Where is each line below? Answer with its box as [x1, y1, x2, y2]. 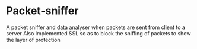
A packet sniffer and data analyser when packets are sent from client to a [6, 24, 186, 31]
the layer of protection [6, 36, 61, 43]
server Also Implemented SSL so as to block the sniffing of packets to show [6, 30, 191, 37]
